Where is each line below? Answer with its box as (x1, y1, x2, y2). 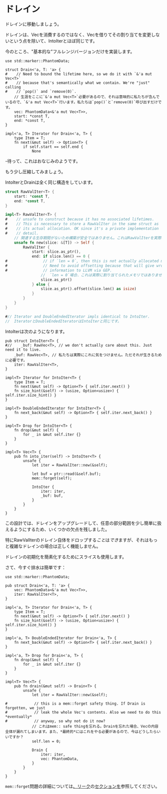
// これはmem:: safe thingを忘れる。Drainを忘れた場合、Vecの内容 (31, 724, 159, 729)
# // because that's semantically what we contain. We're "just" (5, 80, 150, 85)
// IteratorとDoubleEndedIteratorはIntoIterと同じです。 (5, 319, 122, 324)
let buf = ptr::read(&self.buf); (31, 471, 101, 476)
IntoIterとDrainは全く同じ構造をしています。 (5, 179, 95, 185)
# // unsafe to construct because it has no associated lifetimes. (5, 217, 155, 222)
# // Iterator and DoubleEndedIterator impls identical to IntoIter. (5, 314, 150, 319)
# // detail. (5, 231, 39, 236)
